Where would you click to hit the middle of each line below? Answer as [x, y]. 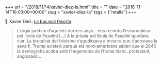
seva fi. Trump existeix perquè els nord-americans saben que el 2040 [87, 46]
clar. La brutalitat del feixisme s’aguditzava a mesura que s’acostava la [87, 41]
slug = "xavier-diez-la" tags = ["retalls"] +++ [92, 12]
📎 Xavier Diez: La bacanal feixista [38, 21]
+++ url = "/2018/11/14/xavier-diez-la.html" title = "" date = [64, 7]
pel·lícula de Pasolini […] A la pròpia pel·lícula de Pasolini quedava [83, 36]
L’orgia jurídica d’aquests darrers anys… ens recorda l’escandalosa [83, 31]
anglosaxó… [29, 56]
